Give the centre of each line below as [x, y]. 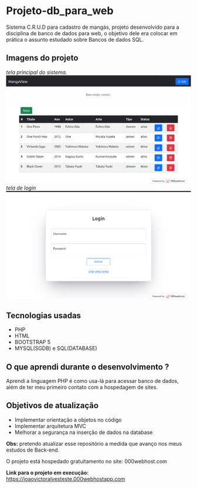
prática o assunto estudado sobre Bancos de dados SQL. [75, 39]
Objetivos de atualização [52, 405]
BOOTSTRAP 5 [33, 342]
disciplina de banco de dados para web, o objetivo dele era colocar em [92, 33]
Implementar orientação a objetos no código [68, 420]
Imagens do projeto [42, 58]
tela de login [21, 188]
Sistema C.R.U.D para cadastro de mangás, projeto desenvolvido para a [93, 27]
